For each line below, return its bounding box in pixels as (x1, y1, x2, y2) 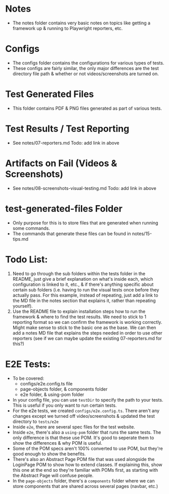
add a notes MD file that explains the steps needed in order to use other (12, 330, 163, 336)
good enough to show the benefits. (12, 450, 86, 457)
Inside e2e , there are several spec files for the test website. (12, 423, 136, 430)
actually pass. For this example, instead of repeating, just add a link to (12, 292, 158, 298)
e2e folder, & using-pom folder (20, 391, 85, 398)
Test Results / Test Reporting (5, 123, 130, 135)
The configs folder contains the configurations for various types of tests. (12, 59, 164, 66)
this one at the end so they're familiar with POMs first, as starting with (12, 467, 158, 473)
